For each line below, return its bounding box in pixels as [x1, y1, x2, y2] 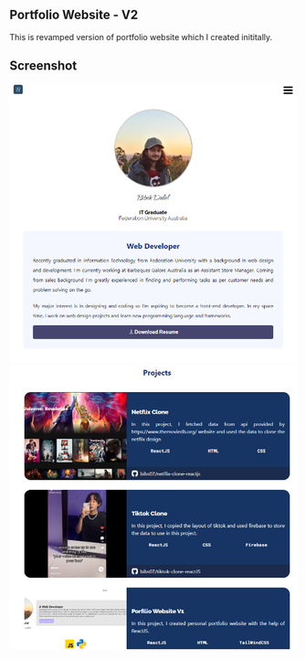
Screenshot [9, 58, 78, 74]
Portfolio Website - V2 [9, 7, 139, 23]
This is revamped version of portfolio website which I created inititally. [9, 31, 273, 42]
